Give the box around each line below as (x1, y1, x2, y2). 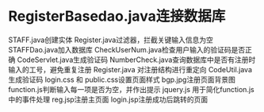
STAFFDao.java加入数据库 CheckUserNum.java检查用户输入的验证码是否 (8, 44, 246, 54)
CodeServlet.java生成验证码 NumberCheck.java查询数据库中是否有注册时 (17, 55, 256, 64)
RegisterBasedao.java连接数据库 (8, 7, 226, 25)
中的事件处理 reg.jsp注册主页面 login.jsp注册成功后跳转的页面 (8, 95, 209, 104)
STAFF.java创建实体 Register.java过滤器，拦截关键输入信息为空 (8, 35, 214, 44)
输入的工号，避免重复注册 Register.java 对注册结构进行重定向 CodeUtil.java (8, 64, 252, 74)
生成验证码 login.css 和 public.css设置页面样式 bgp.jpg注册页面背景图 (8, 75, 235, 84)
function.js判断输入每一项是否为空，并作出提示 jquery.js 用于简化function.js (8, 84, 255, 94)
